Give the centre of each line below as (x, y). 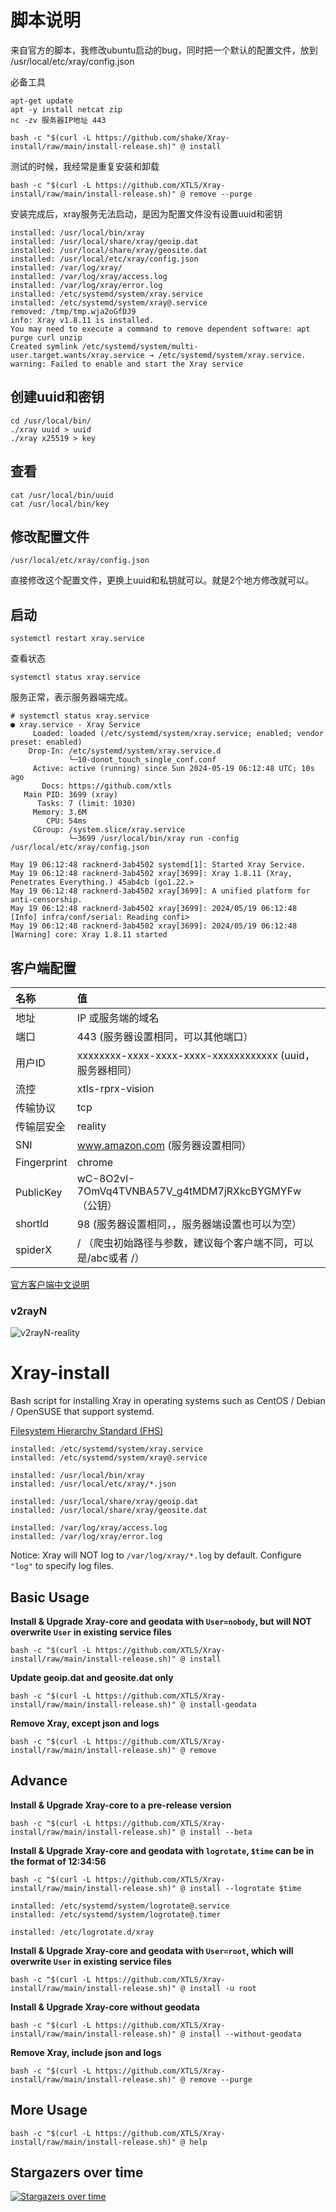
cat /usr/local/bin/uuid (62, 495)
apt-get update (42, 101)
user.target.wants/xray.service (77, 355)
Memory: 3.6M (59, 812)
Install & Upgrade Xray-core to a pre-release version (121, 1805)
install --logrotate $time (245, 1888)
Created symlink (44, 346)
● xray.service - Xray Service (75, 725)
